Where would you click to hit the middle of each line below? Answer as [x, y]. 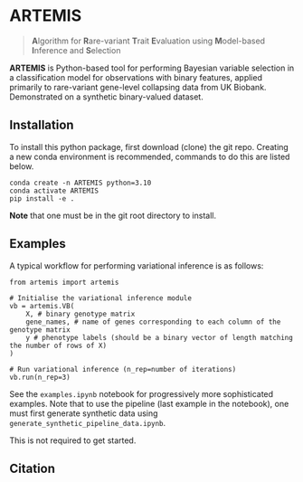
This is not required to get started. [73, 440]
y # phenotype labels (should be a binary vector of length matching [160, 337]
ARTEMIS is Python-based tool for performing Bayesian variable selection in [152, 68]
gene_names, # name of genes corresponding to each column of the [153, 322]
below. [22, 166]
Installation [42, 125]
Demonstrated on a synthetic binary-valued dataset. [106, 97]
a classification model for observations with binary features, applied [136, 77]
